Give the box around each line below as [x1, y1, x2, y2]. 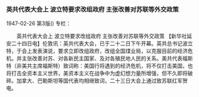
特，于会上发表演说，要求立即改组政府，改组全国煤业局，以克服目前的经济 [6, 48, 188, 55]
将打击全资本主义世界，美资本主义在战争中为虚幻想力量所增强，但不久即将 [6, 70, 188, 77]
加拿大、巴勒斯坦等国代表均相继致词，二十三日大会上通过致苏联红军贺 [16, 77, 188, 85]
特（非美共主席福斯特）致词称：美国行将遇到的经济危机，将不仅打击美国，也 [6, 62, 193, 70]
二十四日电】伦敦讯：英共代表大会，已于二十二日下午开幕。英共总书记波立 [11, 40, 193, 47]
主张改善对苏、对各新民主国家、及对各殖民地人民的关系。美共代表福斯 [21, 55, 193, 62]
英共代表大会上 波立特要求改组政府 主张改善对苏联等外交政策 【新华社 [16, 33, 187, 40]
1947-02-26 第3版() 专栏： [6, 20, 72, 27]
